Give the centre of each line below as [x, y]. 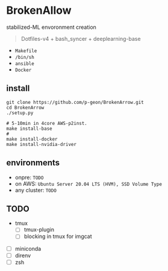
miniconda [28, 248]
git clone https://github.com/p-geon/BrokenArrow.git [75, 102]
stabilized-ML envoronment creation [51, 27]
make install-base [29, 129]
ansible [24, 64]
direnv [23, 255]
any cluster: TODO [36, 190]
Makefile [26, 51]
